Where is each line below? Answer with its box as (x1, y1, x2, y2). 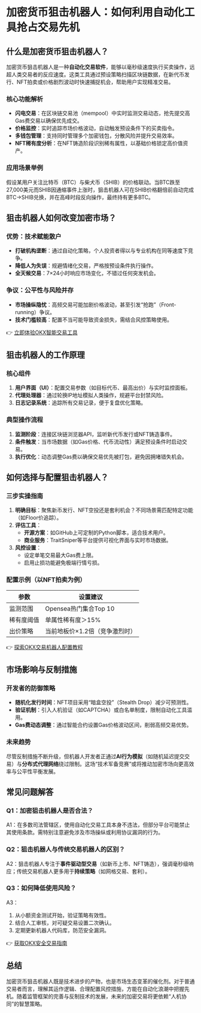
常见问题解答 (6, 786, 54, 797)
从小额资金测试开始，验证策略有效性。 (14, 911, 109, 919)
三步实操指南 (6, 491, 44, 500)
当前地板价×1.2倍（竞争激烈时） (45, 627, 136, 635)
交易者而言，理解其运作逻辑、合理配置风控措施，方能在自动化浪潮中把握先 (6, 985, 190, 992)
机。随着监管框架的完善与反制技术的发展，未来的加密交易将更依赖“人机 (6, 993, 182, 1000)
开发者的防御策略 (6, 684, 56, 692)
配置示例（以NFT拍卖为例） (6, 576, 86, 584)
